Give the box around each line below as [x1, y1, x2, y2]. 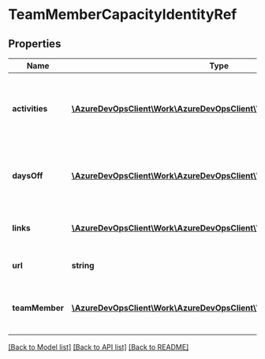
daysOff [12, 170, 43, 181]
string [71, 260, 95, 271]
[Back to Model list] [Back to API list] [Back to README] [8, 342, 189, 352]
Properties [8, 37, 62, 50]
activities [12, 103, 48, 114]
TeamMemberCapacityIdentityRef [8, 6, 237, 24]
